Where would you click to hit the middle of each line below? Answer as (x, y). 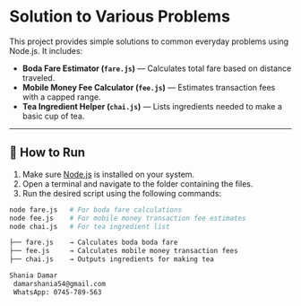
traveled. (39, 77)
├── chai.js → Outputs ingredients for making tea (112, 259)
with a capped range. (61, 97)
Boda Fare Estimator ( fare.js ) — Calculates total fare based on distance (157, 68)
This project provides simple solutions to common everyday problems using (149, 41)
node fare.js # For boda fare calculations (95, 210)
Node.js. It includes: (46, 50)
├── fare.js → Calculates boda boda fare (94, 243)
